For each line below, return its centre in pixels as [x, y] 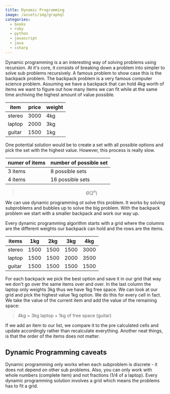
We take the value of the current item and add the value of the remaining [81, 301]
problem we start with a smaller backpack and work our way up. [72, 213]
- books [18, 24]
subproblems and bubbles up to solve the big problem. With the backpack [83, 208]
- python [19, 34]
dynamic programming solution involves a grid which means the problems [82, 381]
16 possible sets [70, 179]
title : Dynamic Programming [35, 10]
